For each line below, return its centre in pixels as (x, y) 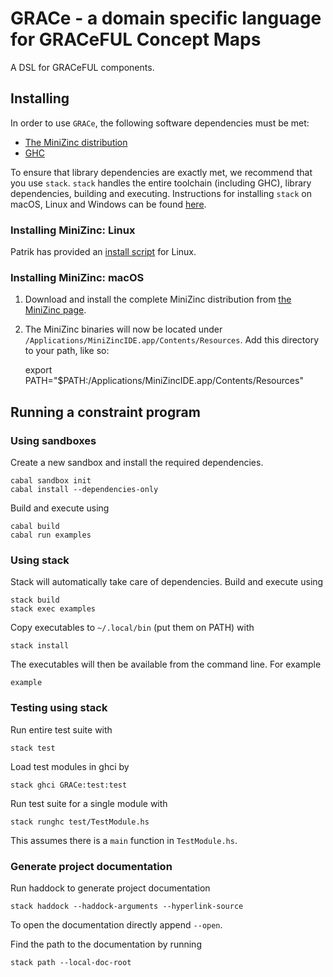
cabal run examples (51, 535)
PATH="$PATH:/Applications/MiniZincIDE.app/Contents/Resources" (164, 381)
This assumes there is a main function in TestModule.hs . (124, 840)
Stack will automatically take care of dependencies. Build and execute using (167, 582)
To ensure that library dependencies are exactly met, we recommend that (161, 172)
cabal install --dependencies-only (84, 490)
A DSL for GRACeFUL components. (82, 67)
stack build (35, 600)
